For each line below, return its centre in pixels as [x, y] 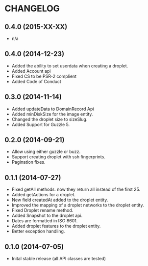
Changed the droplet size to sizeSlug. [49, 119]
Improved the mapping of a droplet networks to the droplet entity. [78, 205]
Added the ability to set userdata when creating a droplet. [70, 66]
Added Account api [31, 71]
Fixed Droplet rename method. [42, 210]
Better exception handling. [38, 231]
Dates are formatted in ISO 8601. [45, 221]
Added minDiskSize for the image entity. [52, 114]
